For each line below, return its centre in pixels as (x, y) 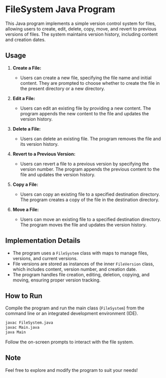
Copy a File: (25, 184)
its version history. (39, 144)
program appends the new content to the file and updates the (85, 113)
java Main (16, 332)
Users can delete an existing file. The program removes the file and (91, 139)
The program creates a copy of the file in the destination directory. (90, 200)
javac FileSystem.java (29, 323)
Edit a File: (24, 98)
